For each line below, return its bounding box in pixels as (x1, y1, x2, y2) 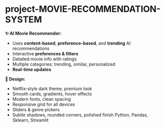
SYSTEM (5, 14, 42, 25)
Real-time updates (12, 66, 51, 72)
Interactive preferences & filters (12, 50, 79, 56)
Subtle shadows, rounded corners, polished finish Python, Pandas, (12, 112, 148, 118)
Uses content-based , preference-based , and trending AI (12, 40, 131, 46)
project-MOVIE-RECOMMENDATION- (5, 3, 161, 15)
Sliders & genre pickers (12, 106, 60, 112)
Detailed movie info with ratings (12, 56, 77, 62)
